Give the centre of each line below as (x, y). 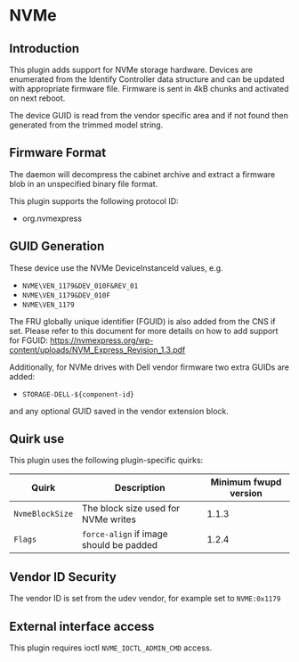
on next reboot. (37, 98)
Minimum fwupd (246, 482)
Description (140, 488)
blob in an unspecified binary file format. (84, 184)
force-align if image (125, 534)
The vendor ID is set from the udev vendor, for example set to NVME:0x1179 (145, 599)
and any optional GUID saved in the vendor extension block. (119, 411)
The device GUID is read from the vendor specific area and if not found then (149, 115)
